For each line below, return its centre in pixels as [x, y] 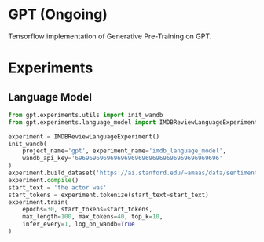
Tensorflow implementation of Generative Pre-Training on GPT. [110, 36]
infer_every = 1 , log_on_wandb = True [79, 224]
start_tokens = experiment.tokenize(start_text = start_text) [109, 195]
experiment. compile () [44, 180]
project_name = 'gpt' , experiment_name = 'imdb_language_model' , [124, 151]
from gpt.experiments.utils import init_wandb [86, 115]
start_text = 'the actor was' [58, 187]
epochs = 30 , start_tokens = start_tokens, [88, 210]
